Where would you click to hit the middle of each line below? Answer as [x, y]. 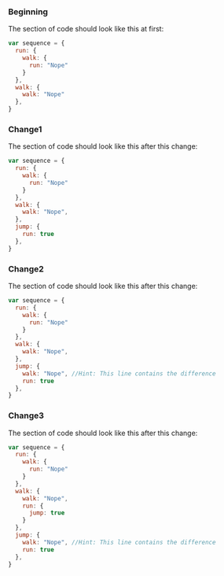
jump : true [47, 513]
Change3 [26, 415]
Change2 [26, 268]
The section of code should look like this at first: [86, 29]
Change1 [25, 129]
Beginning [28, 12]
